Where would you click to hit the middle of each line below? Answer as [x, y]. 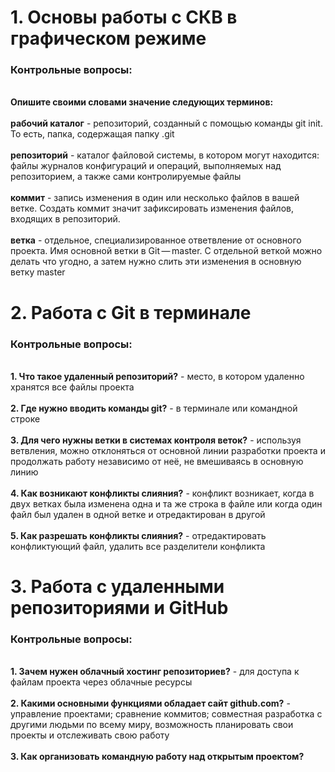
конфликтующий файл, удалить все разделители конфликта [138, 546]
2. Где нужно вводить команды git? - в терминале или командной [154, 408]
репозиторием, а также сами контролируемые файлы [126, 177]
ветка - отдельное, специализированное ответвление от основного [156, 240]
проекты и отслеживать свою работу [90, 735]
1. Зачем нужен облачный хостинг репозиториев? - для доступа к [155, 672]
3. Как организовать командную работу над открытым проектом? [157, 757]
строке [25, 418]
